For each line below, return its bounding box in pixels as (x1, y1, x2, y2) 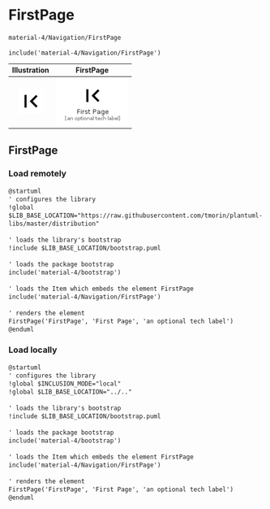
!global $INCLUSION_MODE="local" (8, 380, 122, 388)
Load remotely (8, 167, 67, 179)
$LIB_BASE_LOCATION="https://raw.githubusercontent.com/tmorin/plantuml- (8, 211, 264, 220)
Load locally (8, 344, 58, 355)
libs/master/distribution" (8, 220, 100, 228)
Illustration (11, 65, 50, 75)
